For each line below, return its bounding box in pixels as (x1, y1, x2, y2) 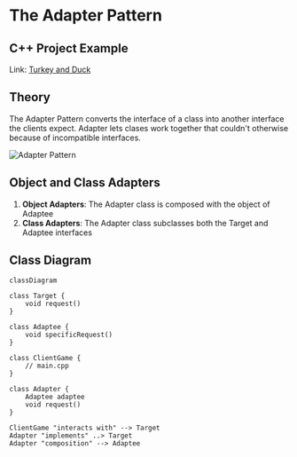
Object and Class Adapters (9, 175, 161, 191)
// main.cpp (25, 361, 69, 371)
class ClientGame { (9, 354, 82, 363)
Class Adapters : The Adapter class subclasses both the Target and (21, 217, 269, 228)
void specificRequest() (25, 330, 113, 340)
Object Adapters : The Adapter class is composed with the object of (21, 199, 270, 209)
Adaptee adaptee (25, 392, 86, 402)
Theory (9, 90, 51, 105)
